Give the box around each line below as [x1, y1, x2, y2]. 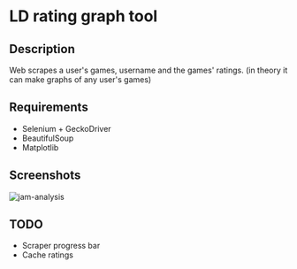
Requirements [9, 100, 88, 115]
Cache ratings [21, 250, 73, 260]
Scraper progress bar [21, 241, 101, 251]
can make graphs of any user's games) [9, 74, 152, 85]
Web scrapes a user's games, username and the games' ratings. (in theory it [9, 65, 288, 75]
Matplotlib [21, 142, 59, 152]
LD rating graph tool [9, 6, 158, 27]
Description [9, 42, 75, 57]
